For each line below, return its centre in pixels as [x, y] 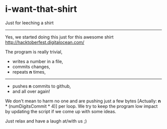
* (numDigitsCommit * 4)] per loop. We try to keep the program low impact [82, 106]
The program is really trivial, [34, 52]
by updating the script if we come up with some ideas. [61, 111]
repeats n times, [29, 72]
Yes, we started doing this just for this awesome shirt [59, 37]
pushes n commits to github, [42, 86]
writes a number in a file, [38, 61]
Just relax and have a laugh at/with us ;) [46, 121]
